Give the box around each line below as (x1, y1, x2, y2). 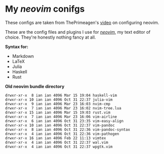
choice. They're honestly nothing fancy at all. (5, 34, 96, 40)
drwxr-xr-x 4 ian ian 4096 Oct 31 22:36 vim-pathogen (5, 131, 119, 136)
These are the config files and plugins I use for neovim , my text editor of (5, 29, 151, 35)
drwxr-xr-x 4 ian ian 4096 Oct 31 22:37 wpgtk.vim (5, 144, 113, 149)
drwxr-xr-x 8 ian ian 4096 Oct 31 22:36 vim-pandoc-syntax (5, 127, 131, 132)
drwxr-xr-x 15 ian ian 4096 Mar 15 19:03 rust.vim (5, 110, 111, 115)
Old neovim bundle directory (5, 83, 65, 89)
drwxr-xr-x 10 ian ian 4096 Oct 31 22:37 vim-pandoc (5, 123, 115, 128)
